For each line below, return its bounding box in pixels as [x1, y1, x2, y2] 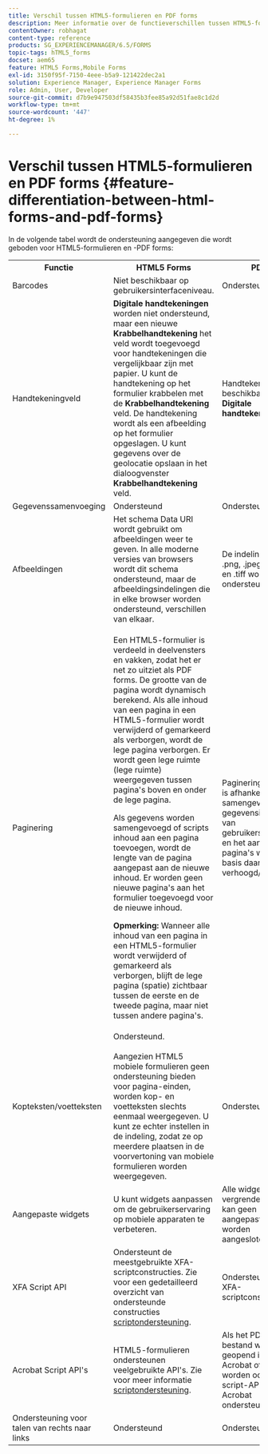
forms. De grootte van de [112, 674, 207, 685]
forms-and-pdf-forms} [8, 209, 164, 226]
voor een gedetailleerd [112, 1276, 198, 1287]
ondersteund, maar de [112, 573, 197, 584]
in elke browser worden [112, 593, 202, 604]
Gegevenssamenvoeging [12, 500, 106, 511]
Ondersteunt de [112, 1246, 172, 1257]
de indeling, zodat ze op [112, 1130, 203, 1142]
